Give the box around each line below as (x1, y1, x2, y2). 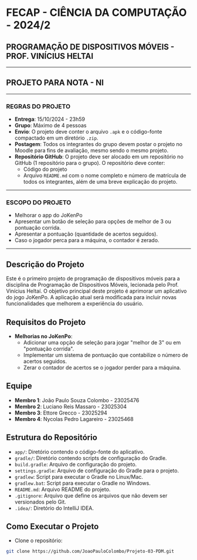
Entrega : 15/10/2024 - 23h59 (14, 115, 85, 123)
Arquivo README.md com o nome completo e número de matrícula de (23, 172, 186, 179)
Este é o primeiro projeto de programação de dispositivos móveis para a (6, 275, 180, 282)
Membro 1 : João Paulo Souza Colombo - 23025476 (14, 396, 140, 403)
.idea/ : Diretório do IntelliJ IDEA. (14, 504, 94, 512)
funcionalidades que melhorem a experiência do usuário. (6, 300, 144, 307)
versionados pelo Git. (14, 498, 66, 505)
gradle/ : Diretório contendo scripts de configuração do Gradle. (14, 454, 167, 462)
